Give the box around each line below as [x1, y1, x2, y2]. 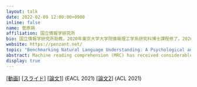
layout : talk [6, 8, 38, 15]
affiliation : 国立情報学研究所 [6, 31, 76, 36]
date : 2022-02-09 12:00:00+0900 [6, 14, 85, 20]
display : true [6, 58, 41, 63]
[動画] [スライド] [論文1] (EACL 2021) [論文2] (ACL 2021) [6, 75, 142, 82]
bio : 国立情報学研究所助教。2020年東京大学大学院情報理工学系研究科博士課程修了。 [6, 36, 183, 42]
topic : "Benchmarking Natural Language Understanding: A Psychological [6, 47, 185, 53]
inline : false [6, 19, 41, 25]
